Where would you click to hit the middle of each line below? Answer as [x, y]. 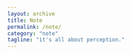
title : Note [25, 20]
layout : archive [31, 14]
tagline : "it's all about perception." [66, 40]
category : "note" [33, 33]
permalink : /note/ [34, 27]
